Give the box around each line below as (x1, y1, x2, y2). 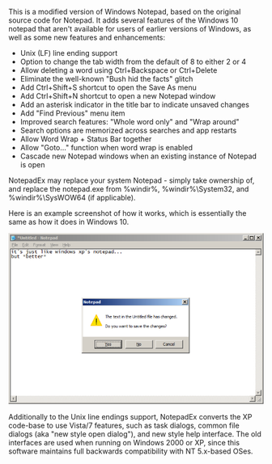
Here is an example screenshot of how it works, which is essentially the (8, 209, 247, 217)
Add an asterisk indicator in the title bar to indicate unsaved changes (19, 100, 249, 109)
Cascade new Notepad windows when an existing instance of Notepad (19, 151, 257, 161)
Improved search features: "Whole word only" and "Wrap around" (19, 117, 240, 126)
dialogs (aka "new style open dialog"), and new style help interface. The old (8, 429, 261, 439)
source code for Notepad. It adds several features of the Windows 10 (8, 15, 239, 25)
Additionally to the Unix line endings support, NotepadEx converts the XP (8, 412, 253, 422)
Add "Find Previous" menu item (19, 108, 125, 118)
